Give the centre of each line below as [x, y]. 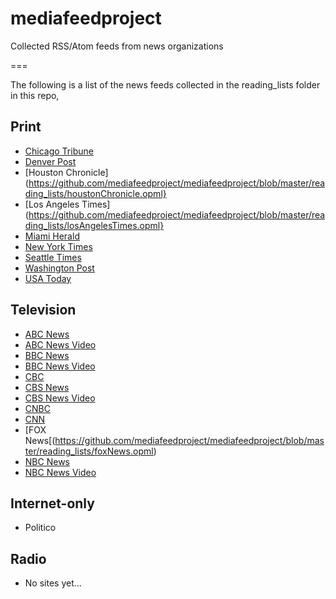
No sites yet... [53, 583]
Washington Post [59, 268]
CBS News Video [60, 398]
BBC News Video [60, 366]
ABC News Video [60, 344]
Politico [40, 528]
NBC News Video [60, 472]
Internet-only [52, 503]
